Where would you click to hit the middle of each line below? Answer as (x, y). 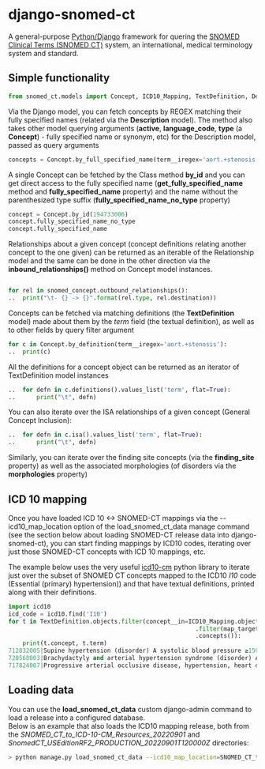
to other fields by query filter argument (71, 330)
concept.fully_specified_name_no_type (72, 222)
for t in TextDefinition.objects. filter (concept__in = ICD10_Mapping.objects (135, 621)
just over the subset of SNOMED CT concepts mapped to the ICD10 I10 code (132, 575)
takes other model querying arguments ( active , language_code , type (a (125, 128)
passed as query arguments (54, 145)
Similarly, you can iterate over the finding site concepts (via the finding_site (131, 458)
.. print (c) (30, 352)
